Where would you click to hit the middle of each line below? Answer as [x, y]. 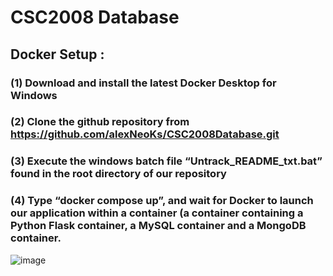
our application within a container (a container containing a [157, 213]
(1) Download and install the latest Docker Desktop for [143, 83]
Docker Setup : [57, 54]
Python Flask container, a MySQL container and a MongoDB [158, 226]
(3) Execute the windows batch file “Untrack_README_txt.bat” [166, 161]
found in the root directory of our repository [118, 174]
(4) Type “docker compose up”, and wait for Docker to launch [162, 201]
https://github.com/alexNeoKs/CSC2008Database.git [145, 134]
